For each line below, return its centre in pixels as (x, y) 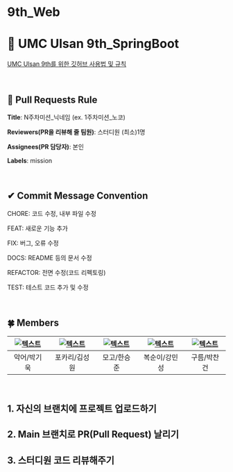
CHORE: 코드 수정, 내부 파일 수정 (52, 213)
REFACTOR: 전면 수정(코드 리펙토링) (57, 272)
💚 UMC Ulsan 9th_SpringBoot (93, 44)
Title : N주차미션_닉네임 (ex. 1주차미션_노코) (67, 117)
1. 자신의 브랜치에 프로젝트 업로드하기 (82, 408)
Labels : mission (30, 160)
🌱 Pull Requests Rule (52, 100)
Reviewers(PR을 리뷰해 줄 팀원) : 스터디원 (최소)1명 (76, 132)
